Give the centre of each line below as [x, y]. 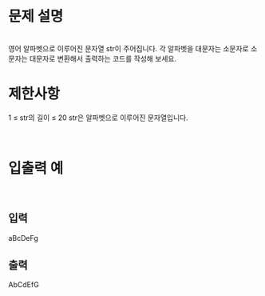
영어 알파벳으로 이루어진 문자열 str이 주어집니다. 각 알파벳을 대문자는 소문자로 [129, 48]
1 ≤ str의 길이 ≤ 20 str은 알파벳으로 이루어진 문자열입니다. [99, 118]
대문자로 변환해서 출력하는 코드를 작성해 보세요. [103, 58]
